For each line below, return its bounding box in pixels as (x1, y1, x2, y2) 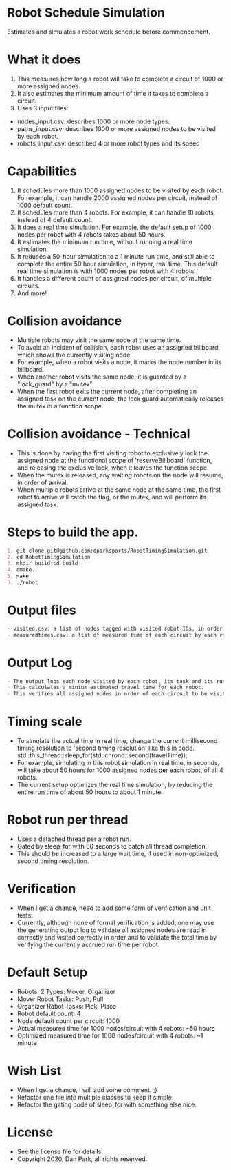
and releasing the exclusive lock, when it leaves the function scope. (16, 464, 209, 472)
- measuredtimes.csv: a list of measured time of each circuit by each (7, 631, 217, 639)
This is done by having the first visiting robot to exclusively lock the (16, 448, 208, 457)
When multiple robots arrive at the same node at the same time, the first (16, 485, 221, 494)
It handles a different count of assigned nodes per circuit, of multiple (16, 274, 212, 282)
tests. (16, 911, 33, 919)
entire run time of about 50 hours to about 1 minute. (16, 788, 164, 796)
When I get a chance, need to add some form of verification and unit (16, 904, 211, 912)
